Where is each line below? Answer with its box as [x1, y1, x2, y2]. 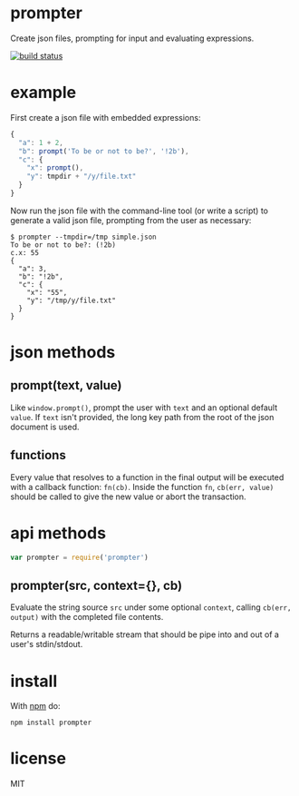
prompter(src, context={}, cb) [10, 577, 183, 593]
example [10, 83, 77, 103]
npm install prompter [10, 718, 92, 728]
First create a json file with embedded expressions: [10, 112, 201, 123]
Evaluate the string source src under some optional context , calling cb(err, [10, 602, 292, 613]
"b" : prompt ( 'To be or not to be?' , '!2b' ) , [18, 146, 189, 156]
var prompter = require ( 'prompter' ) [10, 553, 149, 562]
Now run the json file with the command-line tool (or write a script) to [10, 205, 268, 216]
